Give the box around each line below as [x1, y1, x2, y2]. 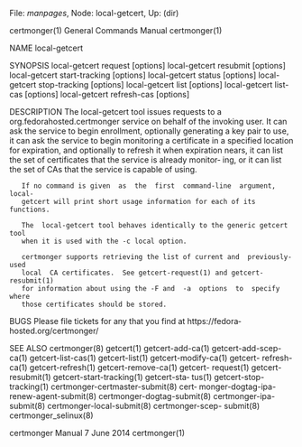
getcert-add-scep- [211, 343, 282, 353]
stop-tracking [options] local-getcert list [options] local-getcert [38, 79, 273, 89]
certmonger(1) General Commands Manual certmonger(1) [9, 25, 223, 35]
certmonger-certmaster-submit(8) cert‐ [50, 381, 197, 392]
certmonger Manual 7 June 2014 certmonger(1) [9, 428, 185, 438]
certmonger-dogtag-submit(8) [98, 391, 212, 401]
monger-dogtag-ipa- [198, 381, 277, 392]
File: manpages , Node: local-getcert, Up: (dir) [9, 8, 179, 18]
